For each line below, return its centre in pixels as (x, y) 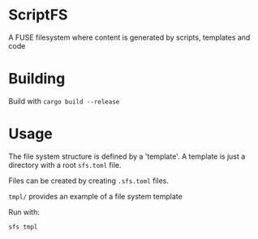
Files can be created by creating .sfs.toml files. (88, 181)
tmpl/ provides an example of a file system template (95, 196)
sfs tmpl (23, 227)
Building (37, 79)
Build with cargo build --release (64, 101)
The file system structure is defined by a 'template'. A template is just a (127, 156)
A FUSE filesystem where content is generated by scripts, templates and (129, 37)
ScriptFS (38, 15)
